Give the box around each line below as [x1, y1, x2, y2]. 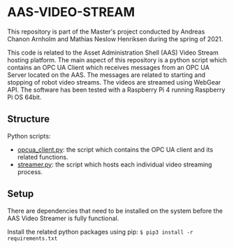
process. [17, 167, 43, 176]
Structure [7, 113, 50, 125]
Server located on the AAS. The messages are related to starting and [7, 71, 206, 79]
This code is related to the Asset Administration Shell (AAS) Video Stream [7, 48, 219, 57]
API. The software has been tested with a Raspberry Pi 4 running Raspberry [7, 85, 226, 94]
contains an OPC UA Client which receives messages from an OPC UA [7, 63, 210, 71]
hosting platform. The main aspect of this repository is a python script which [7, 55, 227, 64]
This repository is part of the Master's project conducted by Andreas [7, 27, 205, 36]
